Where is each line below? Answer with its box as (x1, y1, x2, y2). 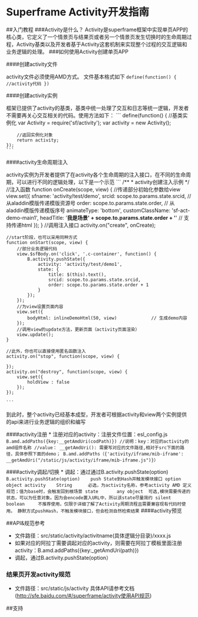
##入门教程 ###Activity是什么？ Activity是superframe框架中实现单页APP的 (6, 26, 189, 33)
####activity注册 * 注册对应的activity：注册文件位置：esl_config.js (6, 431, 168, 438)
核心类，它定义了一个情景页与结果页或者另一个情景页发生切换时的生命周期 (6, 33, 187, 40)
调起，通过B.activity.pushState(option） (14, 554, 112, 561)
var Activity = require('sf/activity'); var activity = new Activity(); (17, 119, 171, 126)
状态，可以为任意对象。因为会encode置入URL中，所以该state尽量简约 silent (6, 494, 171, 501)
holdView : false (27, 379, 70, 385)
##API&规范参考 (6, 519, 45, 526)
